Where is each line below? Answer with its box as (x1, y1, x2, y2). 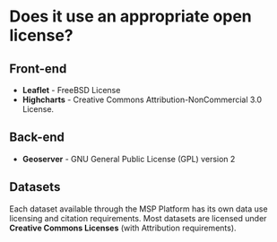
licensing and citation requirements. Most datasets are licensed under (9, 212, 267, 223)
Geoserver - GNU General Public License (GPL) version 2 (22, 153, 236, 164)
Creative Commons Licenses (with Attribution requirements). (9, 222, 237, 233)
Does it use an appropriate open (9, 6, 253, 27)
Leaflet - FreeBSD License (22, 85, 121, 95)
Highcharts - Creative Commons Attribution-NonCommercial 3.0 (22, 94, 263, 105)
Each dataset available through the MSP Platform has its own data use (9, 203, 268, 214)
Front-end (9, 61, 67, 76)
